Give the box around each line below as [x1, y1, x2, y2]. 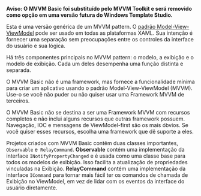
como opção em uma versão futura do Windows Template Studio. [6, 11, 173, 19]
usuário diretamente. [6, 184, 58, 191]
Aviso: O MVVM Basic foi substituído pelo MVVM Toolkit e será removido [6, 5, 192, 12]
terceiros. [6, 97, 30, 104]
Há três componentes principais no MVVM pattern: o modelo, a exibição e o [6, 54, 194, 61]
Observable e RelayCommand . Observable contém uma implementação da [6, 146, 185, 153]
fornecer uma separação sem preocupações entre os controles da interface [6, 36, 194, 43]
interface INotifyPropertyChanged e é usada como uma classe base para [6, 152, 186, 159]
